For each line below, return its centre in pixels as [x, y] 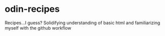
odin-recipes [32, 9]
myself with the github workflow [38, 28]
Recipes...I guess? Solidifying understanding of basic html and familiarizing [82, 23]
